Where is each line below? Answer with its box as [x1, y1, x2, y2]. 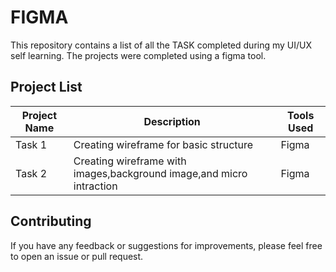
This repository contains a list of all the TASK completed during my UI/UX [10, 39, 313, 51]
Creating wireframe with [73, 154, 187, 168]
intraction [73, 179, 118, 193]
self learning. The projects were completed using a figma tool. [10, 49, 267, 61]
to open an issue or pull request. [10, 250, 144, 262]
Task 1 [15, 137, 48, 151]
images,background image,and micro [73, 166, 248, 180]
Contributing [10, 213, 92, 230]
